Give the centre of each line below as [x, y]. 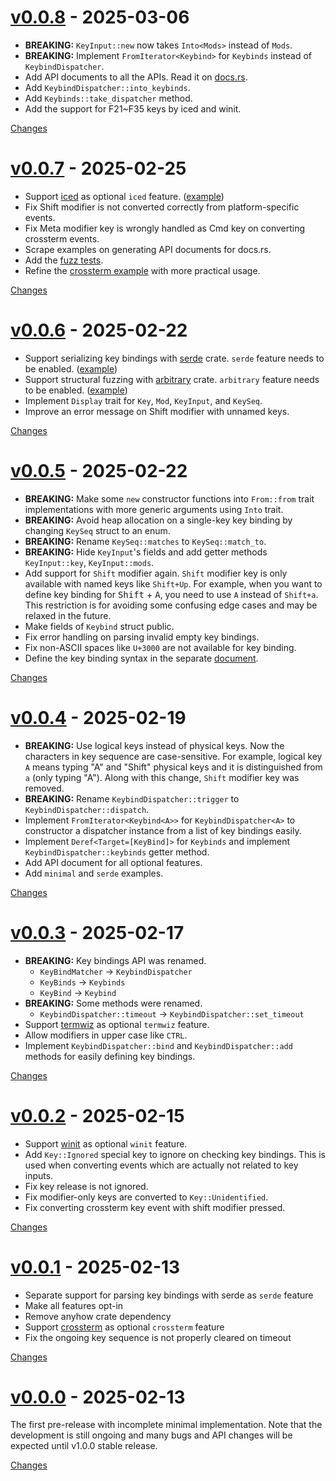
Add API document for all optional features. [113, 862]
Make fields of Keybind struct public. [99, 626]
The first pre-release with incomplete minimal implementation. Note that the [166, 1425]
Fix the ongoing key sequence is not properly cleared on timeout [158, 1337]
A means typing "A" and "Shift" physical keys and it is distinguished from [173, 767]
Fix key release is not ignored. [86, 1186]
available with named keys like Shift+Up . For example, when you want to [173, 583]
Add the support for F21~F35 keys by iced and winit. [133, 108]
